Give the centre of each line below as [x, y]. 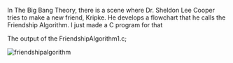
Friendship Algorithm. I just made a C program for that [85, 25]
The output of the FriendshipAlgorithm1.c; [67, 38]
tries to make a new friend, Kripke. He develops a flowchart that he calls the [116, 17]
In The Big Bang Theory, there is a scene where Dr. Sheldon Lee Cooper [111, 10]
